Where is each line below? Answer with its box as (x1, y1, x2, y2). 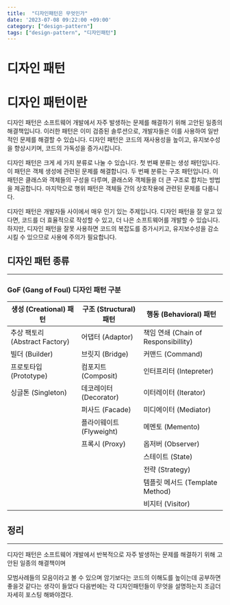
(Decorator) (81, 393, 119, 402)
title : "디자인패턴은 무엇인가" (7, 10, 88, 17)
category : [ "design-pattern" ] (7, 23, 94, 29)
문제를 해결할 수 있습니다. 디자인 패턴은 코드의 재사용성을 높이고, (19, 136, 192, 144)
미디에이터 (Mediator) (143, 405, 211, 415)
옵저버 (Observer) (143, 439, 200, 449)
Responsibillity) (143, 337, 193, 346)
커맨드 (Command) (143, 350, 203, 359)
